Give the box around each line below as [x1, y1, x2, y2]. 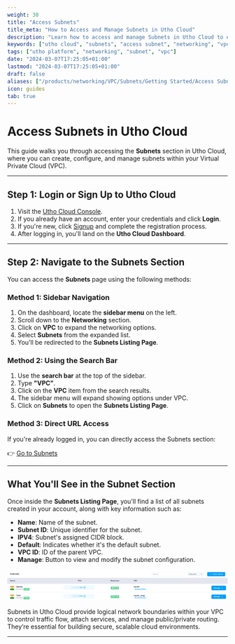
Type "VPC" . [17, 379, 56, 388]
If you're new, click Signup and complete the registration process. [17, 222, 208, 231]
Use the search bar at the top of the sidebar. [17, 371, 147, 380]
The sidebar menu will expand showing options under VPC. [17, 394, 189, 402]
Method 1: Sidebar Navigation [7, 292, 110, 302]
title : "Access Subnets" [7, 18, 80, 26]
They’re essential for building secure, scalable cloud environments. [7, 622, 201, 631]
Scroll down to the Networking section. [17, 316, 131, 324]
